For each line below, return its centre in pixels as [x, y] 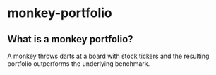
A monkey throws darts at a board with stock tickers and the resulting [108, 56]
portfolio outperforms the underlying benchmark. [79, 64]
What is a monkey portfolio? [70, 39]
